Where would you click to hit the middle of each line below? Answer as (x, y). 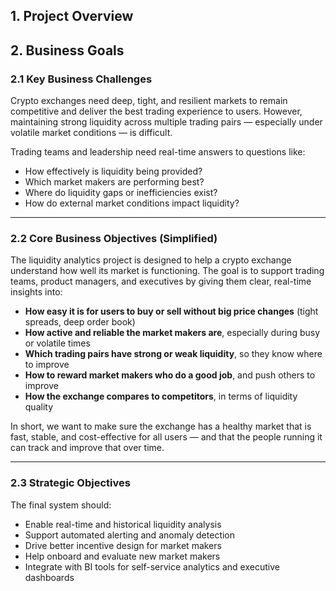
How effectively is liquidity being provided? (113, 171)
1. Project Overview (72, 16)
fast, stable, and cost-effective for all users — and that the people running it (166, 437)
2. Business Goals (67, 50)
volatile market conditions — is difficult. (91, 133)
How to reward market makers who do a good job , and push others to (170, 375)
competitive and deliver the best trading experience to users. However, (156, 111)
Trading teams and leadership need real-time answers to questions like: (158, 152)
